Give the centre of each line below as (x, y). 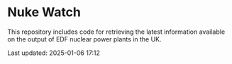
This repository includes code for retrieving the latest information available (116, 32)
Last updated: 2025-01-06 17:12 (54, 53)
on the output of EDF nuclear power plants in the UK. (84, 39)
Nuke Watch (44, 12)
